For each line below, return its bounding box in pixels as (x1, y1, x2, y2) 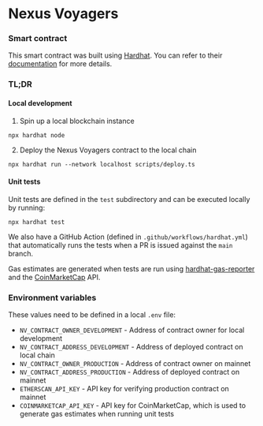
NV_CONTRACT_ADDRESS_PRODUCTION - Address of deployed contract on (19, 368, 240, 377)
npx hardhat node (8, 131, 65, 139)
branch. (8, 248, 34, 258)
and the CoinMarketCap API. (8, 272, 101, 282)
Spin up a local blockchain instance (19, 116, 135, 125)
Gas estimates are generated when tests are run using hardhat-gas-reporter (8, 263, 255, 273)
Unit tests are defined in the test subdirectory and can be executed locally (8, 194, 250, 204)
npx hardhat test (8, 218, 65, 226)
